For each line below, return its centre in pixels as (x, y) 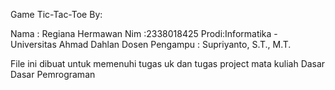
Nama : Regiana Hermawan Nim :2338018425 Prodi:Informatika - (144, 33)
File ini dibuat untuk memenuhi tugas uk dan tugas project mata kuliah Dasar (168, 63)
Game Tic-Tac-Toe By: (56, 14)
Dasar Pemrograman (53, 74)
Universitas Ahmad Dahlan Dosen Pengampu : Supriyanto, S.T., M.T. (151, 44)
